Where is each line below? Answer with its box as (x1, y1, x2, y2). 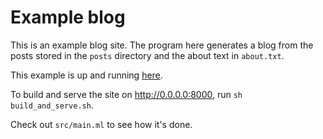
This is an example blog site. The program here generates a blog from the (10, 39, 314, 51)
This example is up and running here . (10, 69, 163, 81)
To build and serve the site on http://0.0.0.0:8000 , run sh (10, 88, 243, 100)
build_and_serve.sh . (10, 99, 94, 111)
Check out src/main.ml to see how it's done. (10, 118, 193, 130)
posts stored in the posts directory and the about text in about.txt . (10, 49, 285, 61)
